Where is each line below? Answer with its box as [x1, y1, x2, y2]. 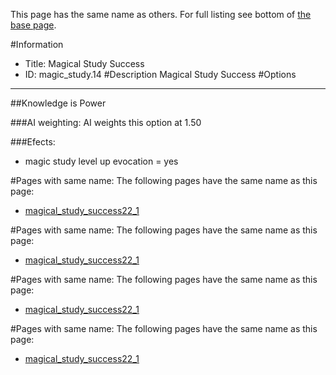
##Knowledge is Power [10, 97, 107, 109]
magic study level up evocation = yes [24, 155, 179, 167]
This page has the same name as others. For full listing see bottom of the [10, 9, 312, 20]
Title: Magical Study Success [24, 58, 145, 69]
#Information [10, 39, 64, 50]
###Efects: [10, 136, 56, 148]
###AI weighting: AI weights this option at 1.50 [10, 117, 202, 128]
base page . [10, 19, 57, 31]
